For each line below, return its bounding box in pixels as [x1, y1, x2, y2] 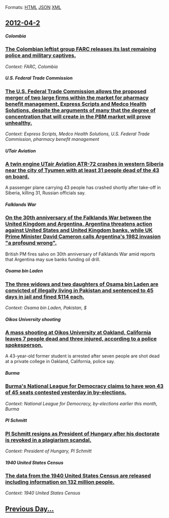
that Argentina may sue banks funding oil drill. [5, 256, 101, 262]
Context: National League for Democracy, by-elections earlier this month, [5, 400, 157, 406]
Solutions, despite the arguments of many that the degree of [5, 107, 156, 114]
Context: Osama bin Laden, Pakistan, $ [5, 305, 87, 311]
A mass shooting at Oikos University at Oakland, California [5, 329, 151, 336]
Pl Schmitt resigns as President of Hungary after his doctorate [5, 430, 160, 437]
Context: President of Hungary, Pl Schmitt [5, 448, 92, 454]
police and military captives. [5, 52, 76, 59]
